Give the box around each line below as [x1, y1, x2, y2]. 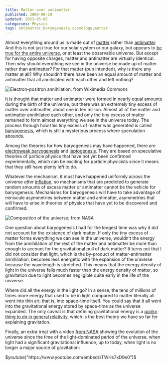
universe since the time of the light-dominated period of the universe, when [5, 334, 161, 340]
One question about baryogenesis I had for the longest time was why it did [5, 225, 159, 231]
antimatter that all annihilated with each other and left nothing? [5, 77, 134, 83]
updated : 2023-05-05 [5, 16, 48, 21]
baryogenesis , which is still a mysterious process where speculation [5, 128, 146, 134]
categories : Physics [5, 21, 48, 26]
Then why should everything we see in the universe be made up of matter [5, 61, 157, 67]
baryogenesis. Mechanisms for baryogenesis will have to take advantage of [5, 189, 161, 195]
